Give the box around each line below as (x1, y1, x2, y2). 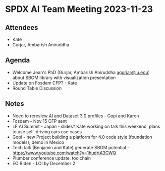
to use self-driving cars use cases (12, 128, 82, 135)
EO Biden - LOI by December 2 (12, 160, 75, 166)
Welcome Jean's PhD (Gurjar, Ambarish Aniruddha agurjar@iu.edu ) (12, 69, 150, 75)
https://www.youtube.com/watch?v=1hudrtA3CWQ (12, 150, 116, 156)
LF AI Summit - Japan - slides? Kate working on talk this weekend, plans (12, 123, 160, 129)
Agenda (5, 56, 30, 65)
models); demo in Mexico (12, 139, 64, 145)
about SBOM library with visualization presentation (12, 75, 116, 81)
